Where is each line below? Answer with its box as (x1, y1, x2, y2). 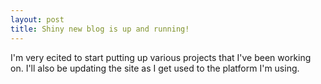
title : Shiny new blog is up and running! (10, 24, 190, 34)
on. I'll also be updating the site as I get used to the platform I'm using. (10, 62, 300, 74)
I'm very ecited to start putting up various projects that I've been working (10, 51, 312, 63)
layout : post (10, 14, 65, 25)
